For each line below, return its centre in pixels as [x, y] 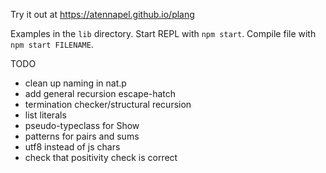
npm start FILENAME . [52, 44]
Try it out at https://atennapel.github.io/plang [102, 14]
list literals [45, 115]
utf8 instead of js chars [72, 147]
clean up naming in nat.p [75, 83]
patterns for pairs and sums [82, 136]
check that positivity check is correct [101, 157]
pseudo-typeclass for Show [82, 125]
